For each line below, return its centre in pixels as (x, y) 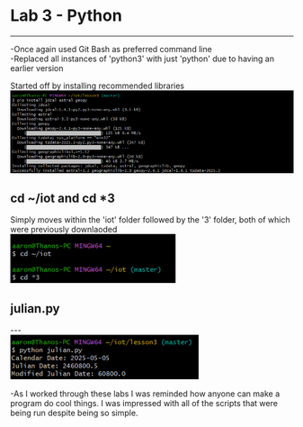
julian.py (35, 309)
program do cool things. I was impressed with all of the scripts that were (144, 404)
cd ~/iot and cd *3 (62, 198)
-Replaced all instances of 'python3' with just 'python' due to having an (143, 59)
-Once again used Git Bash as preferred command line (111, 49)
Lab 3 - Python (66, 16)
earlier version (37, 68)
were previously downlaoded (64, 230)
